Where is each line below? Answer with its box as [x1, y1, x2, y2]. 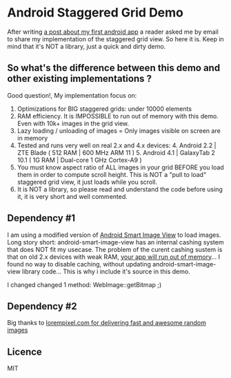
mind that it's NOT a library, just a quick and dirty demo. [7, 42, 166, 50]
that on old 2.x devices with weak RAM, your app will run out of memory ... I [7, 253, 221, 261]
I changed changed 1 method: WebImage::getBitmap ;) [7, 280, 162, 288]
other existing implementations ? [7, 73, 152, 85]
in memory [17, 134, 48, 142]
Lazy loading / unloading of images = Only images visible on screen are [17, 126, 221, 135]
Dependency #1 [7, 212, 76, 224]
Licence [7, 346, 43, 357]
